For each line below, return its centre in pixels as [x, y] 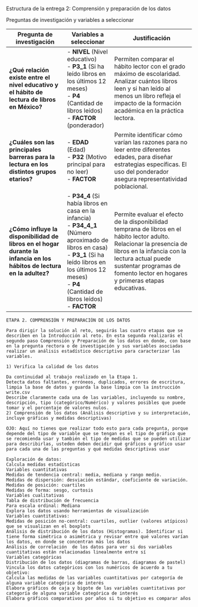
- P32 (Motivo [87, 157]
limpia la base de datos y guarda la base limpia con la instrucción [93, 387]
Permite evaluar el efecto [149, 214]
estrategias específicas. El [150, 164]
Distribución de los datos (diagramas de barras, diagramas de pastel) [96, 562]
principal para [86, 164]
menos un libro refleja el [147, 96]
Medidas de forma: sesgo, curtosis [50, 490]
